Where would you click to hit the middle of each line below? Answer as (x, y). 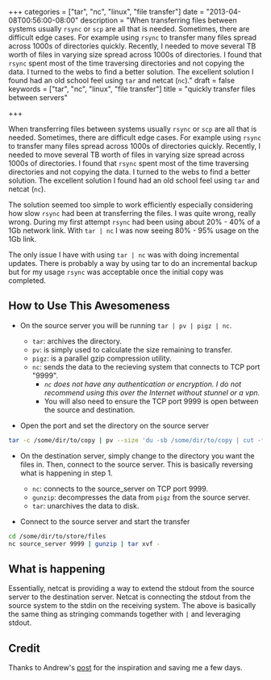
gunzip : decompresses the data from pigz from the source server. (141, 497)
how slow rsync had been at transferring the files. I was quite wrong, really (132, 213)
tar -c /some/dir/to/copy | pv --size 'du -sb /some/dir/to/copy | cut (131, 440)
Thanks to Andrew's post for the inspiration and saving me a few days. (126, 668)
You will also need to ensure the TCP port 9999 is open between (151, 401)
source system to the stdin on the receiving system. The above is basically (132, 606)
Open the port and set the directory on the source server (115, 425)
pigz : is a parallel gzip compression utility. (102, 358)
